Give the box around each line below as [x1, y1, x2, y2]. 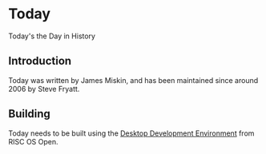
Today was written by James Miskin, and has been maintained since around [8, 75, 259, 85]
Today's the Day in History [8, 31, 96, 41]
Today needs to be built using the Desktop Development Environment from [8, 128, 255, 138]
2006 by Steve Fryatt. [8, 84, 80, 93]
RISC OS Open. [8, 136, 58, 146]
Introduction [8, 54, 72, 68]
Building [8, 107, 50, 120]
